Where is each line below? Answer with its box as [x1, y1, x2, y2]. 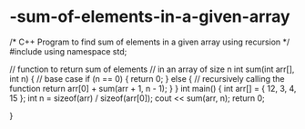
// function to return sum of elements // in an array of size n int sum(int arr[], [9, 64, 295, 74]
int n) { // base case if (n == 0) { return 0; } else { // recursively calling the [9, 73, 285, 84]
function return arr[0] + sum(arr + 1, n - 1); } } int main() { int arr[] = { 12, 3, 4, [9, 83, 297, 94]
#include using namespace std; [9, 45, 127, 56]
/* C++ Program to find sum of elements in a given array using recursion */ [9, 36, 290, 47]
